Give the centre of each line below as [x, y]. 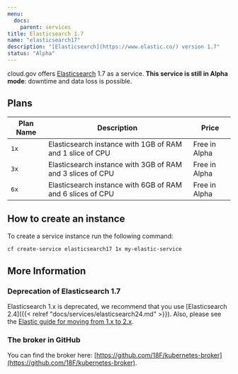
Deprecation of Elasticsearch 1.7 [64, 291]
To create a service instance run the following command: [90, 236]
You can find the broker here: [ [52, 356]
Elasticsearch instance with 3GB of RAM [115, 164]
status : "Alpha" [31, 54]
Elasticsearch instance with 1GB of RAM [115, 144]
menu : [15, 14]
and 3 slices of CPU [81, 173]
